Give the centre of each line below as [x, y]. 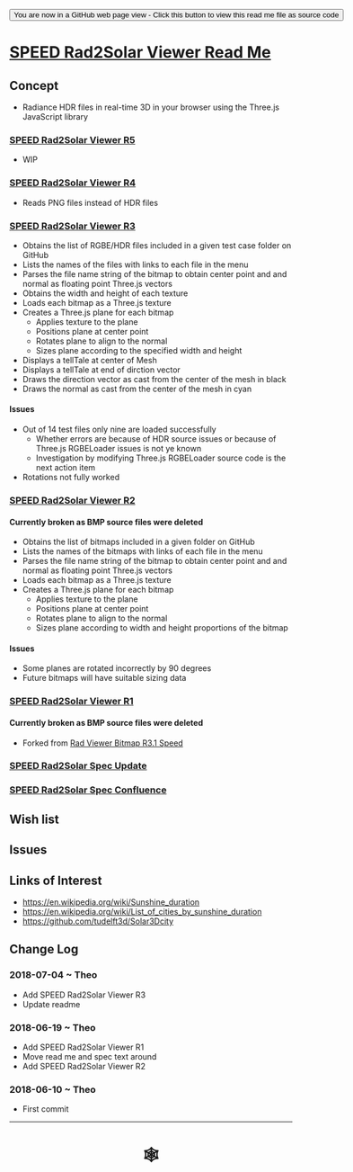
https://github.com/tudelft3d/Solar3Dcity [98, 921]
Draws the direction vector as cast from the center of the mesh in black [154, 379]
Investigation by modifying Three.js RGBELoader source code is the [161, 458]
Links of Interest [56, 880]
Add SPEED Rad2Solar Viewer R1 [83, 1047]
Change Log [44, 949]
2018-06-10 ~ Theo [53, 1089]
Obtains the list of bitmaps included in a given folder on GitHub [138, 542]
